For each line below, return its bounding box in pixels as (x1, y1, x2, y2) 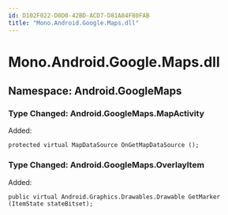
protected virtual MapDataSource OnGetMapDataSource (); (8, 141, 200, 149)
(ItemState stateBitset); (8, 199, 93, 208)
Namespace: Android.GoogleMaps (8, 85, 182, 98)
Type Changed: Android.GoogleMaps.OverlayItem (8, 160, 205, 171)
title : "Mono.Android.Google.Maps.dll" (8, 19, 140, 27)
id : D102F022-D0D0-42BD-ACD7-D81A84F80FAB (8, 11, 150, 20)
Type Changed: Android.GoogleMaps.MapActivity (8, 108, 205, 119)
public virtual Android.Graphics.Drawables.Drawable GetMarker (8, 193, 221, 201)
